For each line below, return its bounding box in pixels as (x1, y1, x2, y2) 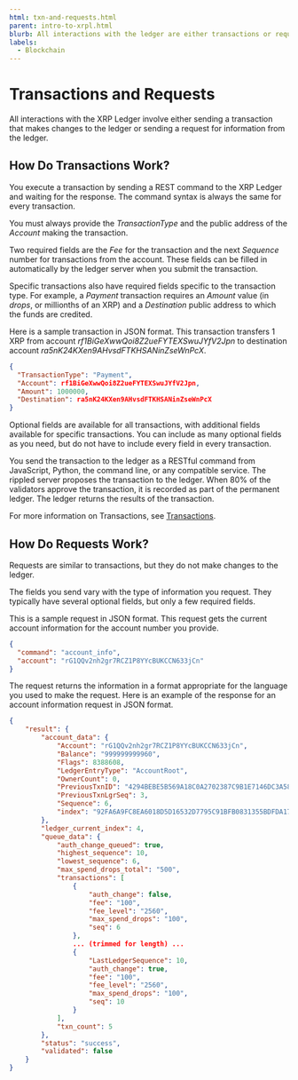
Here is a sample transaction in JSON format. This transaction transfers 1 (9, 326, 276, 337)
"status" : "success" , (41, 1038, 122, 1048)
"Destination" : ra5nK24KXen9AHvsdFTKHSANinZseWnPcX (17, 395, 213, 404)
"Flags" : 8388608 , (56, 758, 125, 766)
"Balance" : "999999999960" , (56, 750, 161, 758)
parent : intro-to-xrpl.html (9, 21, 114, 30)
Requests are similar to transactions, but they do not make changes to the (9, 560, 278, 570)
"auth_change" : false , (88, 890, 173, 899)
